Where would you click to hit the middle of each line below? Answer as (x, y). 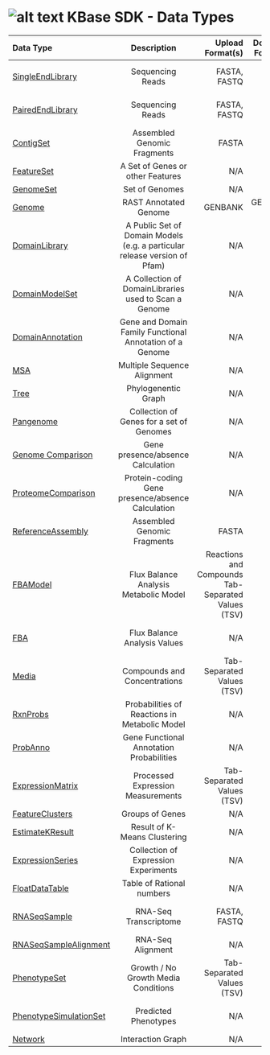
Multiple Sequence (153, 365)
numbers (153, 893)
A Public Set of (154, 225)
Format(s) (224, 52)
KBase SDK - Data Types (151, 17)
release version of (153, 255)
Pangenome (35, 421)
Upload (229, 43)
